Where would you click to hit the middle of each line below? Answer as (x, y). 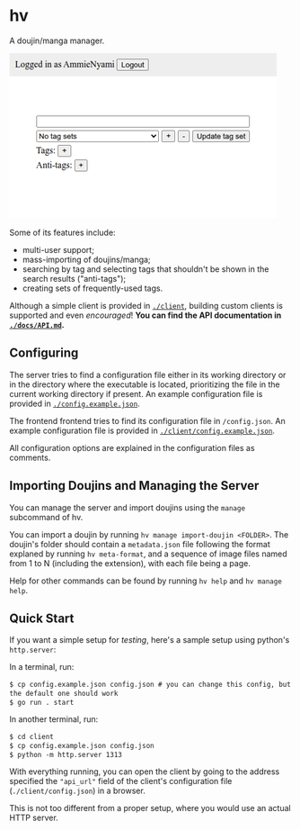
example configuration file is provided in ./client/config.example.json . (142, 430)
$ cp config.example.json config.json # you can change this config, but (150, 685)
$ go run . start (42, 703)
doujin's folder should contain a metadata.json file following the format (140, 544)
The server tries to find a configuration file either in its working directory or (148, 374)
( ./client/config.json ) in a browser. (77, 791)
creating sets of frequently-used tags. (93, 288)
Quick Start (42, 618)
